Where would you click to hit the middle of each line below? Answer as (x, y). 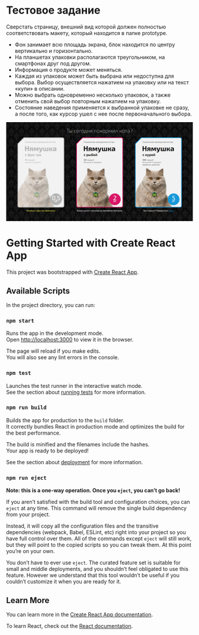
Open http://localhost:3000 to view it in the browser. (70, 340)
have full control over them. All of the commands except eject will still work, (99, 539)
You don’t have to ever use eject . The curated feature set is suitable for (93, 563)
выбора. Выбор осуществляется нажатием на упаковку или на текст (102, 82)
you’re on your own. (31, 551)
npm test (19, 373)
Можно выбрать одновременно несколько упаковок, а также (93, 95)
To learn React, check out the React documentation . (70, 626)
